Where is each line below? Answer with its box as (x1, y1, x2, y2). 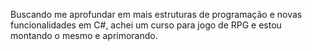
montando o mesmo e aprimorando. (10, 30, 158, 41)
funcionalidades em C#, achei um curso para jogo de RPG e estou (10, 19, 282, 31)
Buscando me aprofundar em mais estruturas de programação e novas (10, 9, 303, 20)
